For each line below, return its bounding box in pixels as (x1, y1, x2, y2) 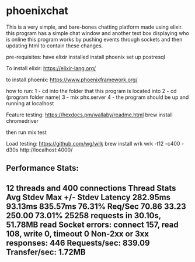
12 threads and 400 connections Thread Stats (6, 183, 176, 193)
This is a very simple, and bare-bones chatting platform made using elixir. (6, 23, 183, 30)
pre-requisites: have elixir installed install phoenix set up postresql (6, 53, 165, 60)
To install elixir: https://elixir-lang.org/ (6, 64, 96, 71)
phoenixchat (6, 4, 69, 18)
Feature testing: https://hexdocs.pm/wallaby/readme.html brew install (6, 111, 173, 118)
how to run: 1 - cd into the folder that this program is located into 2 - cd (6, 87, 177, 94)
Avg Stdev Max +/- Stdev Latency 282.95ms (6, 192, 171, 202)
